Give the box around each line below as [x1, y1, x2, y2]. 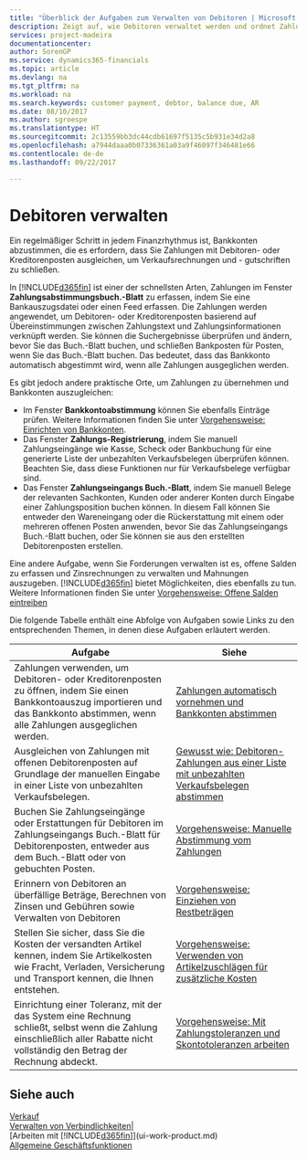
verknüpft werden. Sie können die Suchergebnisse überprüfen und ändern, [9, 331, 292, 342]
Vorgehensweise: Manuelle [175, 823, 292, 836]
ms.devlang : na [9, 73, 68, 82]
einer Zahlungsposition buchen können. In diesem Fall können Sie [22, 501, 270, 512]
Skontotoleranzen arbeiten [175, 1039, 290, 1051]
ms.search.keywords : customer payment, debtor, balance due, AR [9, 98, 259, 108]
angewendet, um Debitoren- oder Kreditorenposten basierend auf [9, 311, 258, 322]
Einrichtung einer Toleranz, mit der [14, 998, 163, 1011]
